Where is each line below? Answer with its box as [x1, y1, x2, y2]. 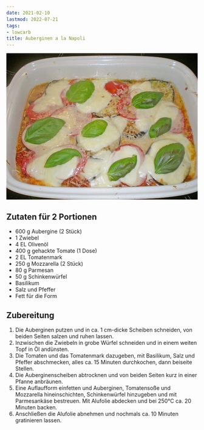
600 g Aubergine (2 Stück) [15, 228, 82, 235]
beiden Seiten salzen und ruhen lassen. [15, 332, 114, 340]
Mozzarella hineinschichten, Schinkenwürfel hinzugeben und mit [15, 390, 177, 398]
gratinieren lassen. [15, 417, 62, 424]
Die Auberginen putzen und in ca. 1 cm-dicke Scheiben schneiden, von [15, 326, 192, 333]
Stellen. [15, 365, 35, 372]
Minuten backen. [15, 403, 58, 411]
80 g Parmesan [15, 266, 53, 274]
